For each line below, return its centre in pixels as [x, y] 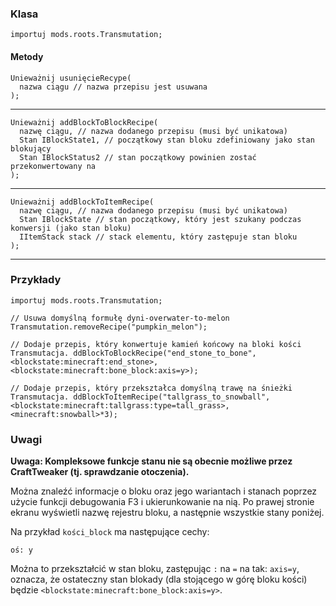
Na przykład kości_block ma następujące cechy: [110, 532]
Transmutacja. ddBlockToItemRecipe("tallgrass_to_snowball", [140, 397]
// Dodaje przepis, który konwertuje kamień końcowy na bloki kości [156, 344]
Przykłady [36, 280]
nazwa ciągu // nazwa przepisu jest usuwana [113, 87]
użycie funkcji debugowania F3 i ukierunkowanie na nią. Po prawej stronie [162, 502]
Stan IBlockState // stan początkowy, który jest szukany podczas [160, 219]
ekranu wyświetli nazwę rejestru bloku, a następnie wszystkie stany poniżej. [167, 513]
